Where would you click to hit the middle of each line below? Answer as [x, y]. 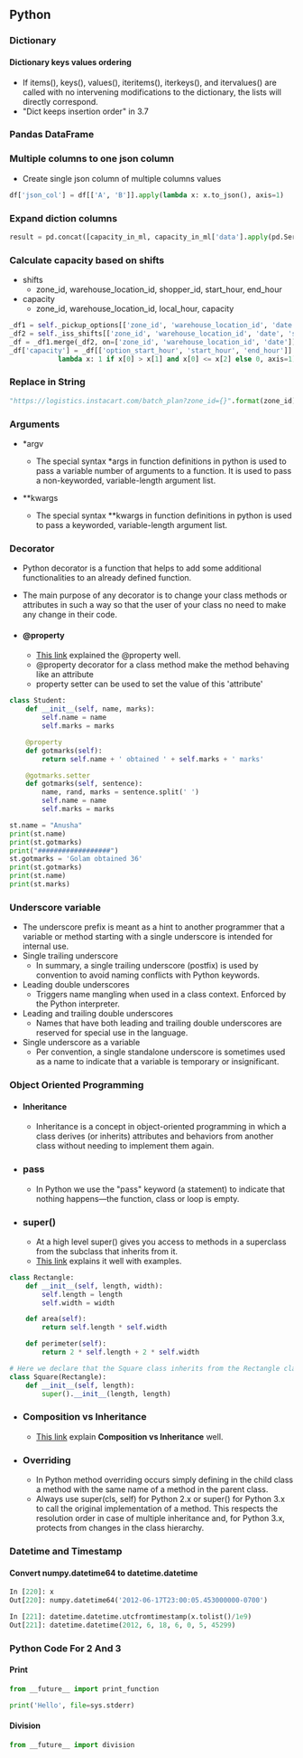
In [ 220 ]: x [32, 1592]
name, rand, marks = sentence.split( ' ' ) [121, 792]
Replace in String [47, 382]
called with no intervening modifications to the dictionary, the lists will [152, 92]
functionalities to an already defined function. [107, 578]
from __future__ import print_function [84, 1689]
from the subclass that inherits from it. [107, 1251]
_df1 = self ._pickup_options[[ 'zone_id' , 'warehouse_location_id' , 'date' [153, 326]
